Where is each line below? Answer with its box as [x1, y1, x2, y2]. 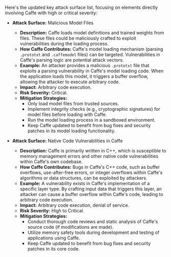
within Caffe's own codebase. [19, 159, 83, 165]
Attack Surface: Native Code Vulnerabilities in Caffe [12, 138, 123, 144]
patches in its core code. [27, 246, 80, 252]
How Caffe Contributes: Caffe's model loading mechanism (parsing [19, 46, 163, 52]
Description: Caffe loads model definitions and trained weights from [19, 30, 164, 35]
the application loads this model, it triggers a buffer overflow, [19, 73, 149, 79]
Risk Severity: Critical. [19, 90, 68, 95]
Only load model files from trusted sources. [27, 101, 119, 107]
